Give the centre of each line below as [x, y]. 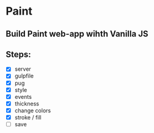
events [23, 96]
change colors [33, 110]
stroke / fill [28, 117]
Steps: [18, 54]
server [23, 69]
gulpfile [24, 76]
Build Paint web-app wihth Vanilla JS [77, 34]
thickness [27, 103]
